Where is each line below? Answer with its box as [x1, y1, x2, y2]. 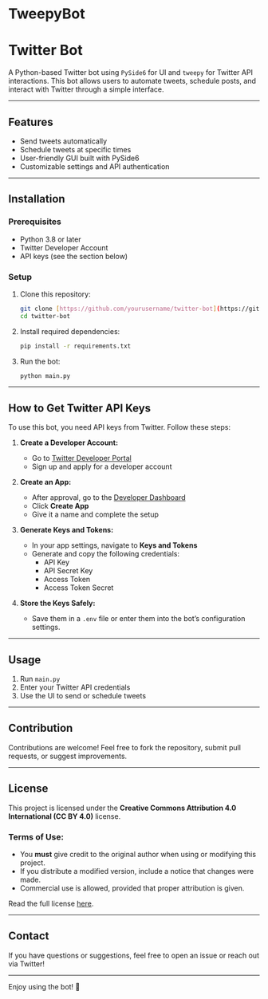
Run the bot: [19, 356, 61, 366]
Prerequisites [8, 216, 61, 227]
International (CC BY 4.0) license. [8, 811, 121, 821]
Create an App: [19, 478, 72, 487]
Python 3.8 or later [19, 234, 81, 244]
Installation [8, 192, 65, 206]
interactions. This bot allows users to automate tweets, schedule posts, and [8, 77, 257, 86]
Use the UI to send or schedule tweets [19, 691, 146, 701]
